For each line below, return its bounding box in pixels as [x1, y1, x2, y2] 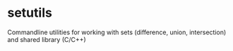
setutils [7, 5, 53, 21]
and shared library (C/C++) [7, 35, 86, 43]
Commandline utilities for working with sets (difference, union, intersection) [7, 28, 227, 36]
